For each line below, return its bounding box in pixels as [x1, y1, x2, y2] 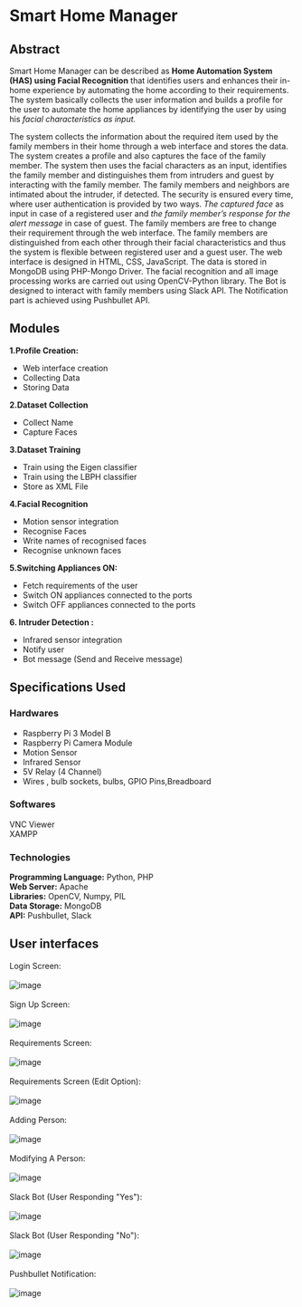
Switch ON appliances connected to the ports [22, 590, 193, 601]
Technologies [9, 851, 71, 863]
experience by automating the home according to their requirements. [33, 85, 289, 95]
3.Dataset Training [9, 444, 81, 455]
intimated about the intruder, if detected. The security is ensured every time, [9, 189, 294, 199]
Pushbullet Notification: [9, 1268, 97, 1279]
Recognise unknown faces [22, 544, 122, 555]
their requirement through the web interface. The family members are [9, 227, 269, 238]
